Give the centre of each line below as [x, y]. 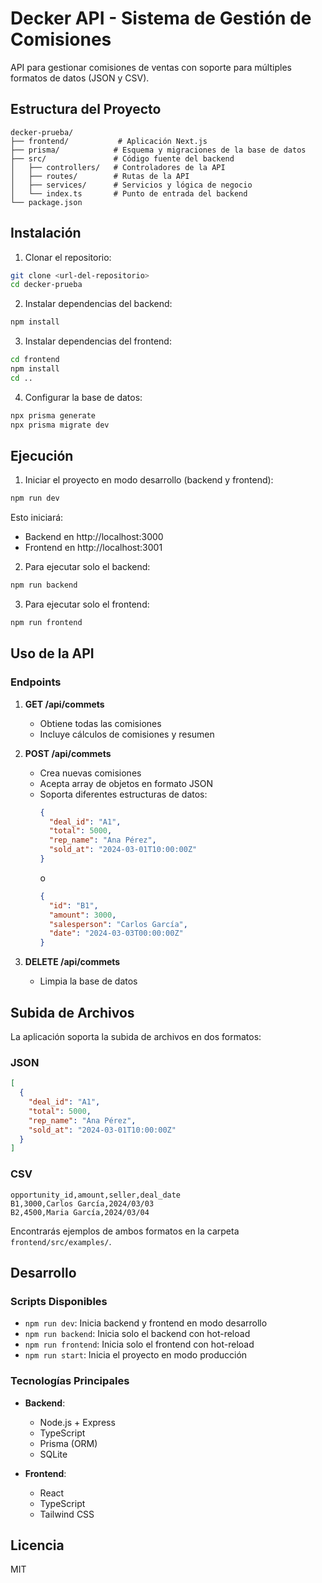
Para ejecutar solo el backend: [87, 567]
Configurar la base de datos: [83, 397]
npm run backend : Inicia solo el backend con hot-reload [137, 1334]
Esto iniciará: [37, 518]
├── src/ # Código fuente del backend [122, 158]
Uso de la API [52, 653]
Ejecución [42, 455]
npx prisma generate [53, 415]
